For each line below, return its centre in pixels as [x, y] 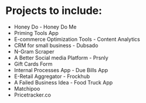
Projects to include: [54, 11]
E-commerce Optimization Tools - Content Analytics [77, 39]
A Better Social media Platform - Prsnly [61, 58]
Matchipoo [27, 88]
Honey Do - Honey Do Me [45, 27]
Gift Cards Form [33, 64]
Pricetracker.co [32, 95]
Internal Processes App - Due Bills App [61, 70]
